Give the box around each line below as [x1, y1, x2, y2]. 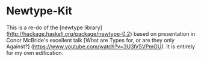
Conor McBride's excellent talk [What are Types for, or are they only [6, 36, 175, 44]
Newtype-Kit [6, 4, 72, 18]
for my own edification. [6, 49, 64, 56]
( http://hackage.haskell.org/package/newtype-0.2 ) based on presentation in [6, 30, 196, 37]
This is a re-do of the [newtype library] [6, 24, 102, 31]
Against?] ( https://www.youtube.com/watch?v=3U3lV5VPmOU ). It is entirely [6, 43, 196, 50]
